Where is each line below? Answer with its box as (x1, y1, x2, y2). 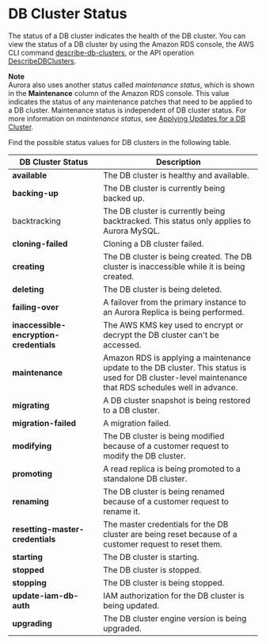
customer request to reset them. (102, 539, 223, 550)
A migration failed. (102, 417, 172, 428)
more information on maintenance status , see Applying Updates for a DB (8, 113, 246, 123)
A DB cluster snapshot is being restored (102, 394, 251, 405)
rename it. (102, 505, 141, 516)
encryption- (12, 329, 60, 340)
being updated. (102, 600, 160, 611)
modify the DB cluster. (102, 450, 186, 461)
